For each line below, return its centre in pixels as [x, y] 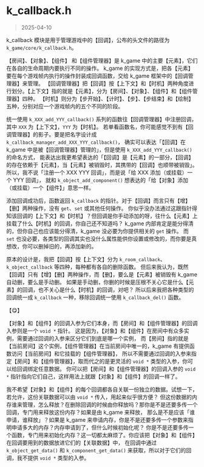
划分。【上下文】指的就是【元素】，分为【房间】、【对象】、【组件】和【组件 [102, 91]
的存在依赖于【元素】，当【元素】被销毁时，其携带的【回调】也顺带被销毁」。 [102, 164]
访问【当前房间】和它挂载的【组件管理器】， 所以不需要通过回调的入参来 [101, 353]
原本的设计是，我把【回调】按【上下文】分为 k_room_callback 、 [86, 259]
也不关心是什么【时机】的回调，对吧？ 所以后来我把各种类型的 [116, 289]
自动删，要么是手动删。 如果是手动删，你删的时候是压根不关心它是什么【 [97, 282]
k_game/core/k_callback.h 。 [42, 47]
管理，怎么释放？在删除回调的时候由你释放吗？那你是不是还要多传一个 [110, 404]
